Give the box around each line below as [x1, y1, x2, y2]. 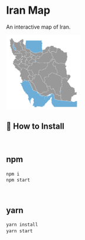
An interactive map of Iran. [6, 23, 71, 30]
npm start [6, 177, 31, 183]
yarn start [6, 228, 33, 234]
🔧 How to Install [6, 121, 65, 132]
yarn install [6, 222, 38, 228]
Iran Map [6, 4, 51, 17]
